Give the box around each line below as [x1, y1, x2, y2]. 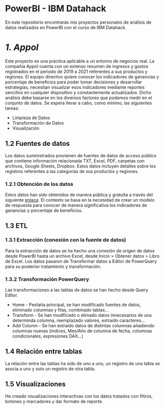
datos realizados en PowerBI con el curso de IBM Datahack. [5, 24, 127, 30]
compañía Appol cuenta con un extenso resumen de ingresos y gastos [5, 63, 149, 69]
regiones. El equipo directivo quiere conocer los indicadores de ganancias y [5, 73, 159, 79]
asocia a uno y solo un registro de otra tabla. [5, 366, 96, 372]
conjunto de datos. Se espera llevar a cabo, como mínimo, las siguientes [5, 100, 152, 106]
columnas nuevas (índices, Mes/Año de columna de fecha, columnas [12, 328, 153, 334]
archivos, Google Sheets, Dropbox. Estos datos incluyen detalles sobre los [5, 163, 156, 169]
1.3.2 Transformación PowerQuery [5, 275, 90, 282]
